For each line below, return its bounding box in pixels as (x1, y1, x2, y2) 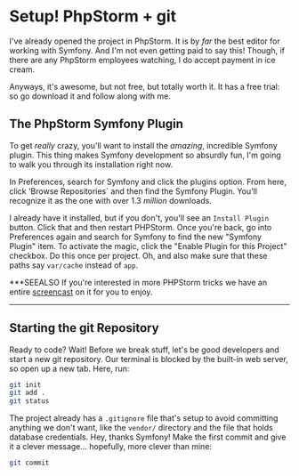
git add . (9, 389, 46, 398)
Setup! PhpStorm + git (9, 6, 177, 27)
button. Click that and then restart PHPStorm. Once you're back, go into (9, 222, 272, 232)
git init (9, 380, 42, 389)
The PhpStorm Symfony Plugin (9, 117, 184, 132)
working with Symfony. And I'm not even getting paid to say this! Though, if (9, 44, 285, 55)
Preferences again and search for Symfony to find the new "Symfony (9, 231, 263, 242)
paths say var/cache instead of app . (9, 260, 139, 270)
